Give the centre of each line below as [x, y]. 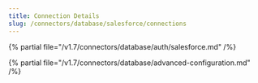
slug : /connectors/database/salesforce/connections [97, 24]
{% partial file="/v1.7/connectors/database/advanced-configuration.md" [129, 63]
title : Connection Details [54, 16]
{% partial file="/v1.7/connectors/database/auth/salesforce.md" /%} [123, 46]
